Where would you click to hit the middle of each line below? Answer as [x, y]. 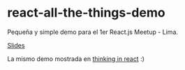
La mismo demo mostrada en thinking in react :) [76, 59]
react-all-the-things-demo [86, 13]
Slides [16, 45]
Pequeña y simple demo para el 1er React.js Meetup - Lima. [93, 32]
